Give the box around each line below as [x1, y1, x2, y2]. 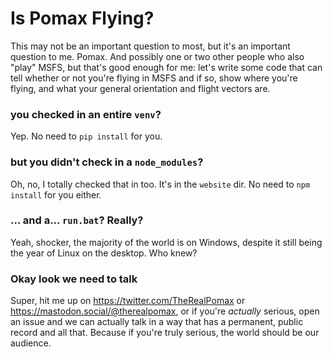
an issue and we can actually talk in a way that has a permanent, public [10, 316, 304, 328]
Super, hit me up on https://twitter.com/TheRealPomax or [10, 295, 246, 307]
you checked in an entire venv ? [10, 107, 162, 121]
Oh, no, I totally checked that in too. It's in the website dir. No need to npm [10, 178, 311, 190]
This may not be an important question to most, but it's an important [10, 40, 291, 52]
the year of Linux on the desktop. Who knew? [10, 247, 198, 259]
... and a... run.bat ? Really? [10, 213, 144, 227]
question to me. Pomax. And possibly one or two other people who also [10, 50, 305, 62]
